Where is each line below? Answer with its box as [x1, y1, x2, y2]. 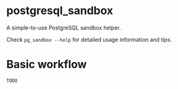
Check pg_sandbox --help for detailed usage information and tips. [6, 36, 172, 43]
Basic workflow [6, 58, 87, 71]
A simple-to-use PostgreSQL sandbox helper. [6, 24, 121, 31]
